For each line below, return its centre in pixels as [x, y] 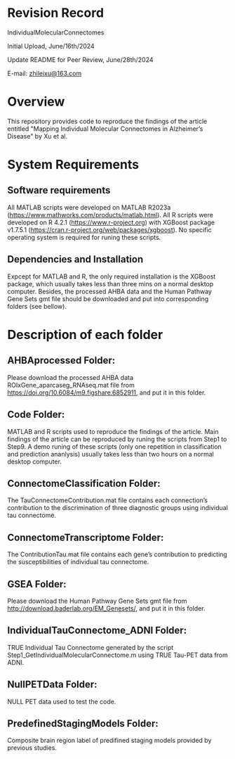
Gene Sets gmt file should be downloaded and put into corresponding [108, 299]
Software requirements [59, 190]
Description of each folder [85, 334]
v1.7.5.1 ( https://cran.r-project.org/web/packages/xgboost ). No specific [109, 229]
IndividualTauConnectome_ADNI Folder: [97, 631]
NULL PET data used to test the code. [62, 701]
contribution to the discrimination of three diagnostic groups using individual [117, 508]
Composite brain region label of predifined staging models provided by [109, 741]
